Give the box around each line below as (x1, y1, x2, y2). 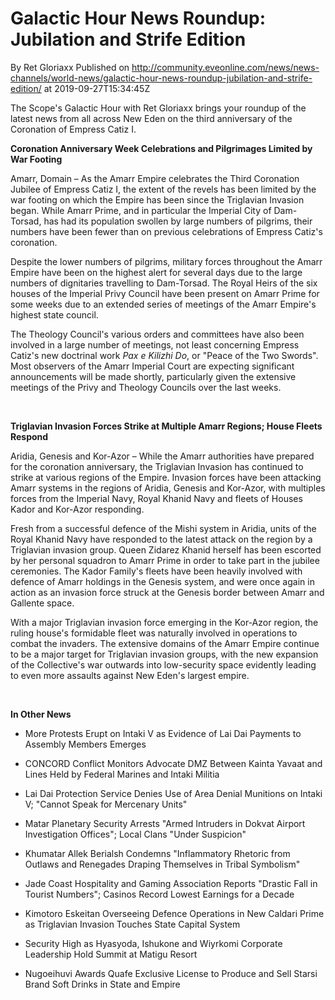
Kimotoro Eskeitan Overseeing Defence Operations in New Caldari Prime (24, 907, 325, 919)
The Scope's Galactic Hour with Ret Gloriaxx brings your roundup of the (10, 102, 307, 114)
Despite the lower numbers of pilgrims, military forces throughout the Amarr (10, 255, 323, 267)
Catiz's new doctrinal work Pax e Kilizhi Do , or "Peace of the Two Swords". (10, 349, 319, 361)
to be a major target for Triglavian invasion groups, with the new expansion (10, 648, 319, 660)
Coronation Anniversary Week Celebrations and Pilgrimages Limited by (10, 142, 313, 154)
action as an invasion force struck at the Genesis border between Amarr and (10, 586, 325, 598)
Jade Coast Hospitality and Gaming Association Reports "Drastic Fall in (24, 877, 318, 889)
